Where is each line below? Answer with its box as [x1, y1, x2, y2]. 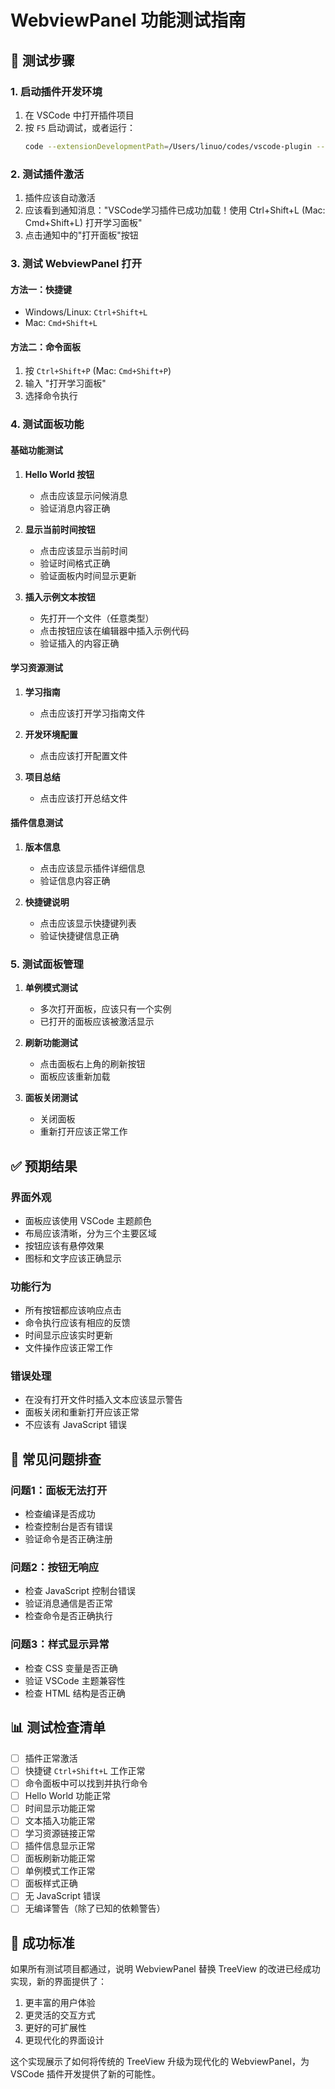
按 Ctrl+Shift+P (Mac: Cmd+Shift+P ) [24, 365, 172, 377]
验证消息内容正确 [39, 502, 111, 514]
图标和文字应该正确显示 [24, 1252, 122, 1264]
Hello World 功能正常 [24, 1789, 112, 1801]
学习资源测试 [10, 662, 63, 674]
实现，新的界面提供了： [10, 1976, 107, 1988]
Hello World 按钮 [24, 468, 95, 480]
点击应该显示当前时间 [39, 544, 128, 556]
